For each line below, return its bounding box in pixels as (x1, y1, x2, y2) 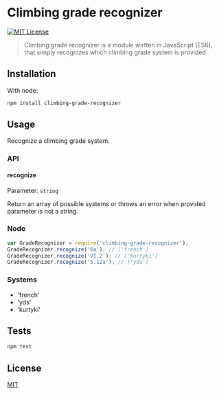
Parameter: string (7, 186, 59, 194)
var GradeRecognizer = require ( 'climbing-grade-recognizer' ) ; (7, 239, 189, 247)
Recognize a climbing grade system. (7, 137, 110, 145)
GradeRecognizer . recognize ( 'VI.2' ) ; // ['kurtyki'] (7, 252, 158, 259)
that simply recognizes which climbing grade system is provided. (23, 48, 208, 56)
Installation (7, 68, 56, 80)
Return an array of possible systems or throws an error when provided (7, 199, 206, 207)
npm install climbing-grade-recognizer (7, 100, 122, 106)
